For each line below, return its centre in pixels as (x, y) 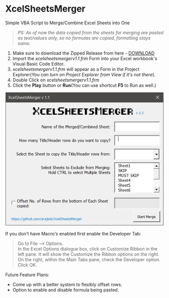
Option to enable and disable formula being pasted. (66, 290)
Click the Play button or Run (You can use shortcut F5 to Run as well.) (84, 85)
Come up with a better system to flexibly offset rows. (67, 285)
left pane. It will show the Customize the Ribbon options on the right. (88, 254)
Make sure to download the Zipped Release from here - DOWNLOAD (83, 53)
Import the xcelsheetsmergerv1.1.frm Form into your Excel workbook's (85, 58)
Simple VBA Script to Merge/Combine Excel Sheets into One (67, 23)
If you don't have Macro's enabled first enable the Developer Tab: (73, 234)
